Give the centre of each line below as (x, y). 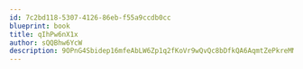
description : (34, 51)
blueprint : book (40, 26)
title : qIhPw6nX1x (44, 34)
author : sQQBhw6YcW (46, 43)
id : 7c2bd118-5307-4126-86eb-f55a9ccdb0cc (90, 17)
